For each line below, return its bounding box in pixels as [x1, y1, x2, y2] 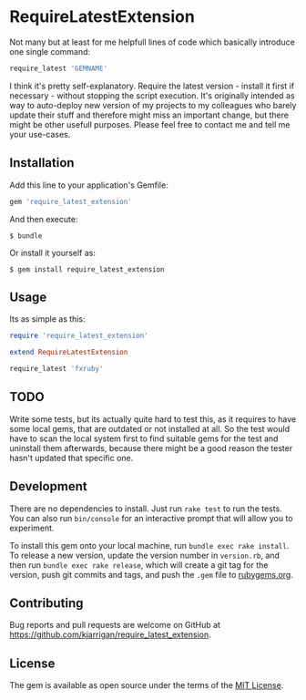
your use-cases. [9, 129, 71, 139]
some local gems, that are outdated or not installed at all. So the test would [9, 423, 290, 434]
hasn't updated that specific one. [9, 452, 134, 463]
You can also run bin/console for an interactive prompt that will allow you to [9, 512, 293, 523]
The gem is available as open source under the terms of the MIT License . [9, 680, 284, 691]
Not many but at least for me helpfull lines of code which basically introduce [9, 36, 296, 47]
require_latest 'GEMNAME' [9, 64, 107, 73]
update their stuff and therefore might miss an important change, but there [9, 109, 290, 120]
